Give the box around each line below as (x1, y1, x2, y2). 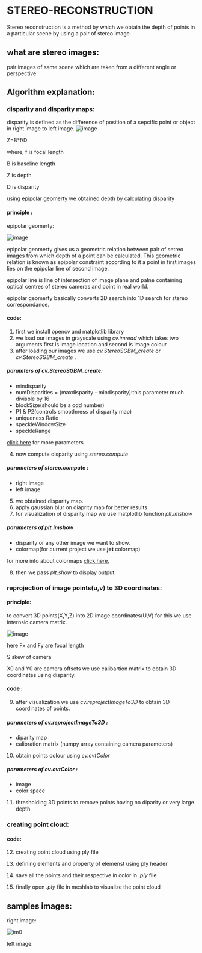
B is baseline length (7, 160, 56, 167)
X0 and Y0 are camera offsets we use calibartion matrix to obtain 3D (7, 665, 177, 672)
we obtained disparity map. (15, 497, 84, 504)
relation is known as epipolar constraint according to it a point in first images (7, 258, 196, 265)
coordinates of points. (15, 705, 70, 712)
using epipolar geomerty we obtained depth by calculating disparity (7, 195, 175, 202)
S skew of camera (7, 653, 52, 660)
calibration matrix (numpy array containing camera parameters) (15, 740, 173, 747)
